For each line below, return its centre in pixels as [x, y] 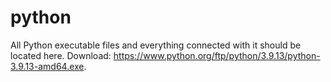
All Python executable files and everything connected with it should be [156, 45]
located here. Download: [61, 55]
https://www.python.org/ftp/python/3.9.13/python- [217, 55]
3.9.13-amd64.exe [47, 66]
